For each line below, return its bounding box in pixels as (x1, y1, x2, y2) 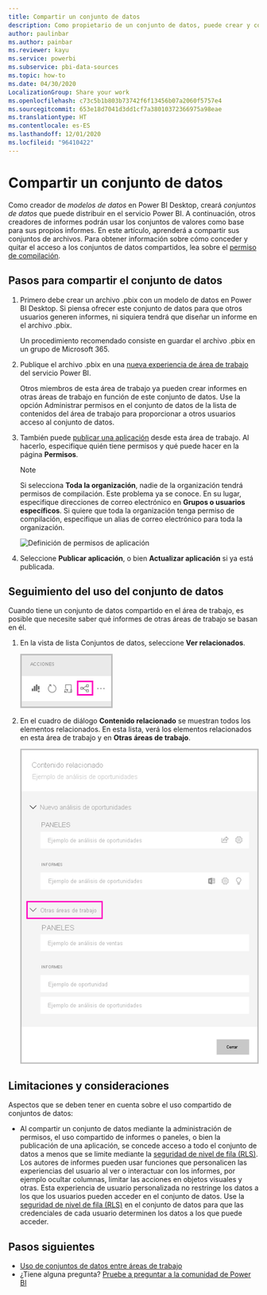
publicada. (19, 561, 55, 572)
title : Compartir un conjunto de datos (8, 13, 141, 21)
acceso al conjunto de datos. (19, 417, 115, 427)
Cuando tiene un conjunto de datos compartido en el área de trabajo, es (8, 606, 244, 615)
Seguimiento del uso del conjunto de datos (8, 584, 224, 598)
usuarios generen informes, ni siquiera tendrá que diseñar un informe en (19, 312, 257, 321)
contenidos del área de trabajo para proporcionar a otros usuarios (19, 409, 236, 418)
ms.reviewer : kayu (8, 46, 69, 55)
